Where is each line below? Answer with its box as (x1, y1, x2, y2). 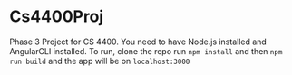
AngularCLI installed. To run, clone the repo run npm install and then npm (9, 45, 283, 56)
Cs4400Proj (9, 6, 104, 27)
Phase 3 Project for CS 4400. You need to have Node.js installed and (9, 36, 268, 47)
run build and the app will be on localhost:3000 (9, 55, 190, 66)
